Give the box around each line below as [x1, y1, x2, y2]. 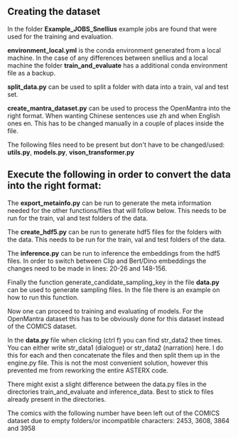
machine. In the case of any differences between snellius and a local [7, 53, 208, 62]
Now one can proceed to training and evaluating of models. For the [7, 306, 204, 316]
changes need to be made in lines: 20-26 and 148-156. [7, 264, 168, 273]
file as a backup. [7, 68, 56, 77]
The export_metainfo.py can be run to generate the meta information [7, 199, 212, 207]
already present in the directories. [7, 395, 107, 403]
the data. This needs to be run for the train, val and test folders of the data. [7, 235, 226, 244]
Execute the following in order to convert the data [7, 169, 231, 181]
